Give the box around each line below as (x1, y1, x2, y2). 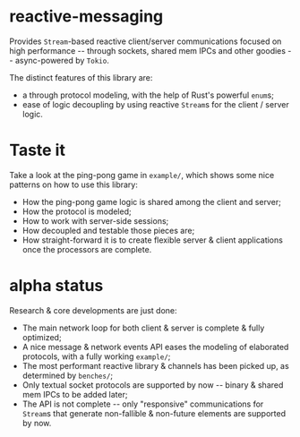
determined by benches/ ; (21, 370, 114, 381)
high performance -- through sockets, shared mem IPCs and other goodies (9, 45, 287, 56)
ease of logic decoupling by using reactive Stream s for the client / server (21, 99, 289, 109)
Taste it (9, 141, 65, 160)
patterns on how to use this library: (9, 179, 139, 190)
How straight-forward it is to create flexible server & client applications (21, 235, 284, 245)
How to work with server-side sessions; (21, 215, 169, 226)
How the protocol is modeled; (21, 206, 132, 217)
